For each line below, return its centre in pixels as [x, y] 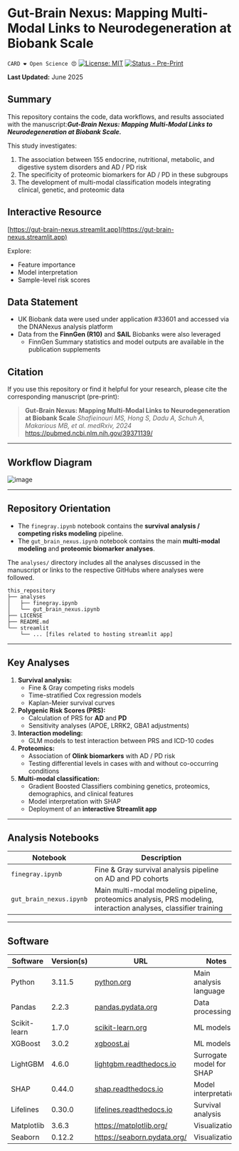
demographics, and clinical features [81, 794]
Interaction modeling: [50, 733]
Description [161, 858]
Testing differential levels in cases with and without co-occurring [123, 763]
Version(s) [69, 961]
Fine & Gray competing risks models [81, 687]
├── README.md [28, 622]
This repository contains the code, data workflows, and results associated [116, 116]
